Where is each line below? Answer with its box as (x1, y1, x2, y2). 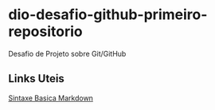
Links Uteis (8, 72, 65, 85)
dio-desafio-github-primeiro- (8, 6, 208, 24)
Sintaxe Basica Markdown (8, 93, 94, 103)
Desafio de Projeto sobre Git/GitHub (8, 49, 127, 58)
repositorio (8, 22, 83, 41)
